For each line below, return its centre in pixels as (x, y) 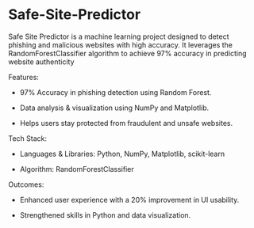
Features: (24, 77)
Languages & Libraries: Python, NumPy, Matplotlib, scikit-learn (122, 154)
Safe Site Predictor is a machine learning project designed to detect (119, 36)
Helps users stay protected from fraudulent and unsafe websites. (126, 123)
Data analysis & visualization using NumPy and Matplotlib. (114, 108)
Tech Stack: (28, 138)
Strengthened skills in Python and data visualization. (105, 215)
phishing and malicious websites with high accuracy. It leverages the (120, 44)
